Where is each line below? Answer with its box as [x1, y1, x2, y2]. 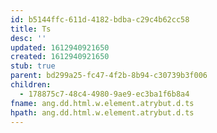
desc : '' [10, 33, 47, 43]
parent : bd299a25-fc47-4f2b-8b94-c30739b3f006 [10, 71, 208, 81]
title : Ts [10, 24, 52, 34]
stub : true [10, 61, 56, 71]
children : [10, 80, 52, 90]
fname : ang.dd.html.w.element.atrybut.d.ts [10, 98, 195, 108]
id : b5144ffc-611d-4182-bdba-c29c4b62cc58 [10, 14, 190, 25]
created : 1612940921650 [10, 52, 110, 62]
